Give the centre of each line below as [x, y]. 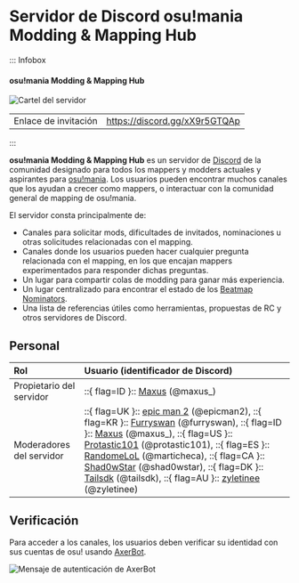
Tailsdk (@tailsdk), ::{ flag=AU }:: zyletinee [172, 478]
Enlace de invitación [56, 121]
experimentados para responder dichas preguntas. [115, 271]
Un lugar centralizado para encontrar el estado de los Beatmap [137, 289]
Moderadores [42, 444]
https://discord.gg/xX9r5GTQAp [173, 121]
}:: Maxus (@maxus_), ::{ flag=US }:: [158, 433]
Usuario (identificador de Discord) [158, 370]
